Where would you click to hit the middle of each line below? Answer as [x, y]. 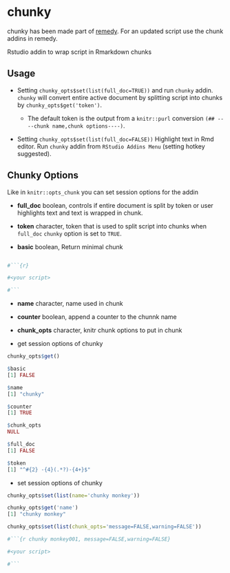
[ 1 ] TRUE [20, 413]
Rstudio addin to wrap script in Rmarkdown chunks [80, 52]
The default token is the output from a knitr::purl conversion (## [121, 118]
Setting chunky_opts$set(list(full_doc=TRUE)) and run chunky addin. [115, 90]
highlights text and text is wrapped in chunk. [80, 213]
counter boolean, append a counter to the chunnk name [97, 317]
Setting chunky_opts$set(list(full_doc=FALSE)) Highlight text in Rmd [116, 139]
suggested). [34, 153]
